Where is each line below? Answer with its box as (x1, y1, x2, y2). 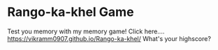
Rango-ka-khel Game (7, 4, 134, 20)
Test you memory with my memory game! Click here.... (7, 27, 165, 35)
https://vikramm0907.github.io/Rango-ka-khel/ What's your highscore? (7, 34, 212, 42)
